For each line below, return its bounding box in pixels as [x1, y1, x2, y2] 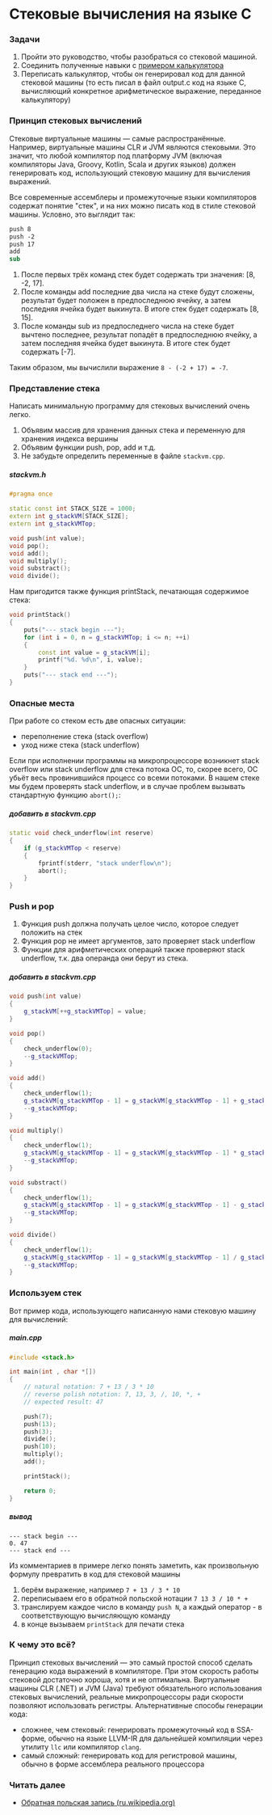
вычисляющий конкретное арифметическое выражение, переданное [20, 87, 262, 96]
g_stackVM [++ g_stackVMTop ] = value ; [23, 1007, 148, 1015]
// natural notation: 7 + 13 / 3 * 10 [23, 1383, 154, 1391]
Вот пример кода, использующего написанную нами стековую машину [9, 1306, 257, 1315]
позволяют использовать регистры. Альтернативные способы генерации [9, 1700, 263, 1710]
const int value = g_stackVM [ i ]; [38, 648, 151, 656]
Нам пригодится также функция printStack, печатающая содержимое [9, 587, 249, 597]
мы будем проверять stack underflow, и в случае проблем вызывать [9, 782, 245, 791]
